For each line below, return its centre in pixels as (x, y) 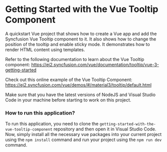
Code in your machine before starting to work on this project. (68, 100)
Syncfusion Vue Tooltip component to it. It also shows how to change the (81, 39)
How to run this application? (40, 112)
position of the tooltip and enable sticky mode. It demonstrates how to (78, 44)
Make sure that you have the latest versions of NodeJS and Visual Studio (80, 94)
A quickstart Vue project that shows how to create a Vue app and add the (81, 33)
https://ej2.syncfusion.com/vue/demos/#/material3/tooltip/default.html (78, 85)
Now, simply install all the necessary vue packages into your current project (83, 134)
